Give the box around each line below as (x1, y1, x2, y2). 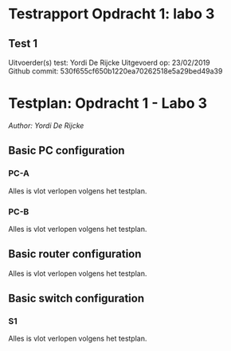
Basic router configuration (8, 247, 142, 261)
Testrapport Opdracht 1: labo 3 (8, 5, 215, 23)
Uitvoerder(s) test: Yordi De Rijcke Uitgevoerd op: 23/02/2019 (8, 58, 210, 67)
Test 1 (8, 37, 38, 50)
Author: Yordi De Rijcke (8, 121, 84, 130)
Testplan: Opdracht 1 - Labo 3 (8, 94, 208, 113)
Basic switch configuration (8, 292, 145, 305)
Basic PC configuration (8, 144, 125, 158)
